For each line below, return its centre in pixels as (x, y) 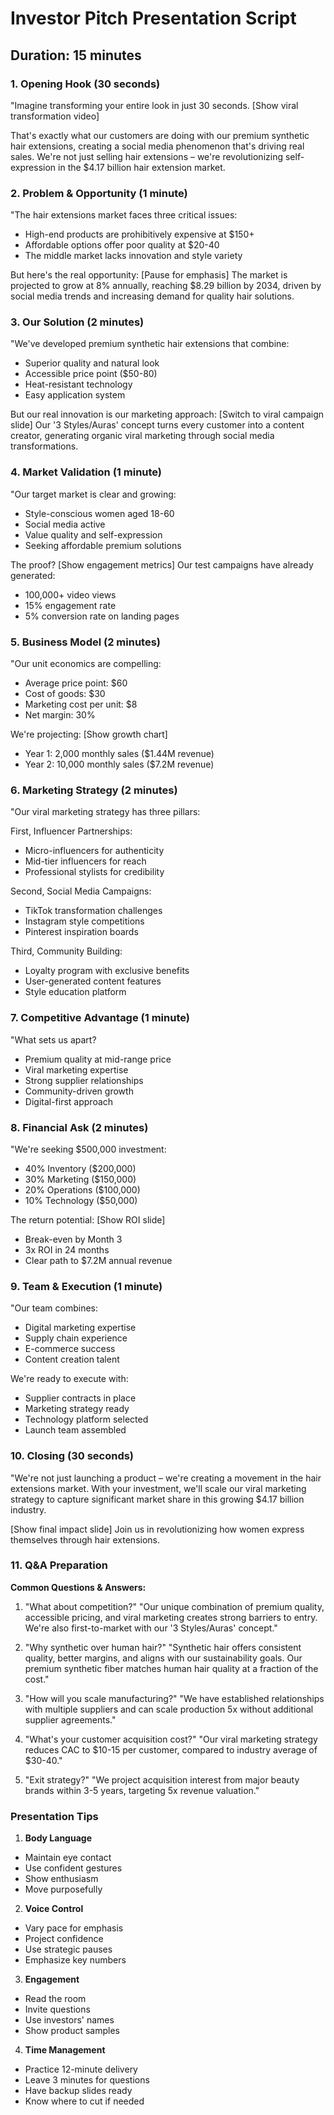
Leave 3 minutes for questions (87, 2080)
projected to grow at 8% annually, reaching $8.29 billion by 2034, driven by (166, 286)
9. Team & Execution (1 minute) (86, 1286)
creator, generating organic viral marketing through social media (142, 436)
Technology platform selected (86, 1419)
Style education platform (75, 992)
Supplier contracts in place (80, 1398)
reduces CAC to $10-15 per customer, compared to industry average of (171, 1749)
